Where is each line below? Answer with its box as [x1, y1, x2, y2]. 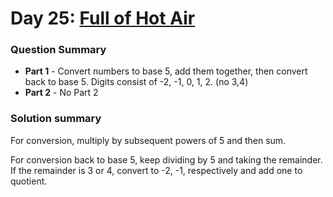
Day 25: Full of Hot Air [10, 7, 196, 30]
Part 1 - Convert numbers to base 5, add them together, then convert [24, 65, 308, 77]
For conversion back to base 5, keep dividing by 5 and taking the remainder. [10, 153, 323, 166]
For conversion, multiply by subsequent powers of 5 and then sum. [10, 134, 287, 146]
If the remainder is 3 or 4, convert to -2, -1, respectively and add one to [10, 164, 303, 176]
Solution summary [10, 112, 102, 126]
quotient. [10, 175, 48, 187]
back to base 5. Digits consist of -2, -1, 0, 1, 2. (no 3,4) [24, 76, 249, 88]
